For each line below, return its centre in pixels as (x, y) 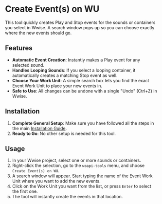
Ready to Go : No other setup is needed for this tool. (64, 133)
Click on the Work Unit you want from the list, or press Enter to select (82, 186)
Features (19, 48)
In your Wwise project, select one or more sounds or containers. (76, 160)
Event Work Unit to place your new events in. (57, 86)
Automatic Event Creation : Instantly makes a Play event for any (76, 60)
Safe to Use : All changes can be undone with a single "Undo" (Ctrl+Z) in (84, 91)
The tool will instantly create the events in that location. (67, 197)
